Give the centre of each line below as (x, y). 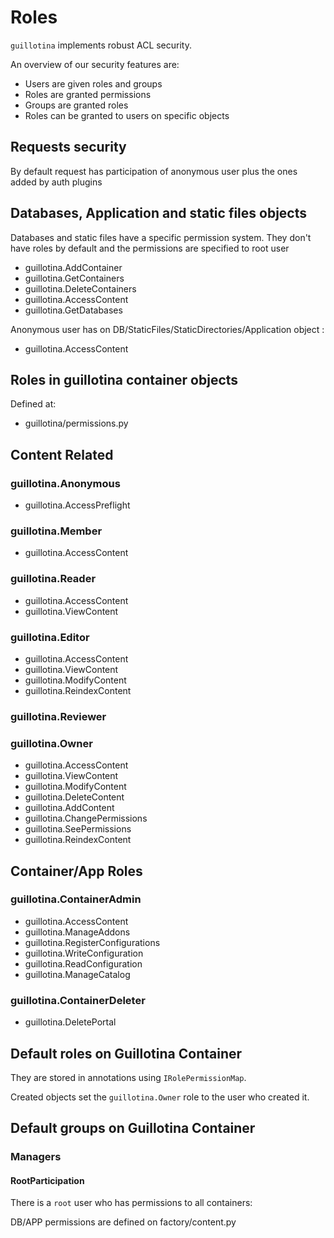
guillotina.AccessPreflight (77, 505)
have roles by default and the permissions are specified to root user (150, 248)
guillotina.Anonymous (65, 483)
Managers (36, 1157)
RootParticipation (47, 1180)
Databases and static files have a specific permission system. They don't (161, 237)
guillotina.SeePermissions (78, 829)
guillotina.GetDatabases (73, 310)
